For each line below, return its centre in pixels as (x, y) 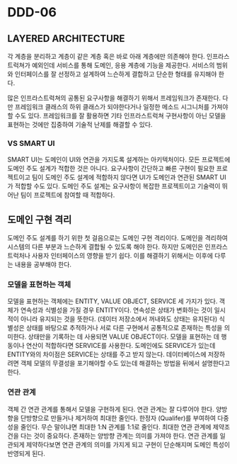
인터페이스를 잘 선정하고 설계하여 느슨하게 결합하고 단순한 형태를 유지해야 (116, 74)
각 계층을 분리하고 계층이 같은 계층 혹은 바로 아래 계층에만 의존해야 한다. (106, 56)
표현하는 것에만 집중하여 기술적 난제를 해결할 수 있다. (80, 124)
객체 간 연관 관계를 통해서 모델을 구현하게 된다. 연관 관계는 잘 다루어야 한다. (111, 409)
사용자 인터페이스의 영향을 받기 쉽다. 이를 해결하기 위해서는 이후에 (122, 256)
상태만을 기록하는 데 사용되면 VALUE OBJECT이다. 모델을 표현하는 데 (124, 336)
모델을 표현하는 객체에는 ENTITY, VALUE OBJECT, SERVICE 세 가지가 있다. (112, 301)
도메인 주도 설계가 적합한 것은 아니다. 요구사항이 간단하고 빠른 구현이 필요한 (111, 169)
